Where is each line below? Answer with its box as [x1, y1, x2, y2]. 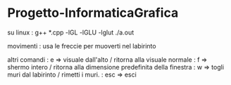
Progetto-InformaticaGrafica [7, 5, 179, 21]
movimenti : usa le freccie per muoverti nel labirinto [7, 41, 156, 50]
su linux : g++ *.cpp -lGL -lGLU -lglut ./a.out [7, 28, 135, 37]
